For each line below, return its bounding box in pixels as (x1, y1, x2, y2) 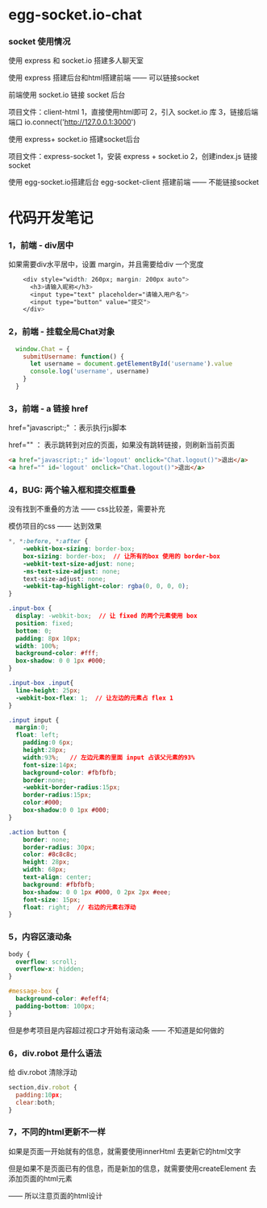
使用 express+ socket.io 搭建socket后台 (8, 135, 140, 144)
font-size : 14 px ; (23, 761, 78, 769)
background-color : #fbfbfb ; (23, 768, 117, 776)
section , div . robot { (8, 1083, 78, 1091)
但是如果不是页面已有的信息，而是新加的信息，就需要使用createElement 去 (8, 1164, 257, 1173)
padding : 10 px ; (15, 1091, 63, 1099)
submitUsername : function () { (23, 353, 125, 361)
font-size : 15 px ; (23, 896, 81, 904)
